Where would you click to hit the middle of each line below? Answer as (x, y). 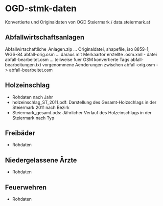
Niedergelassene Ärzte (41, 160)
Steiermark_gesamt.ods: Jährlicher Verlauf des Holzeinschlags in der (82, 112)
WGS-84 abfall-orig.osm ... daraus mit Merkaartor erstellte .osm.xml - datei (81, 54)
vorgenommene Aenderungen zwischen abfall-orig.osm (99, 64)
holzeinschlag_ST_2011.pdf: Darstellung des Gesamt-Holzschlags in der (84, 102)
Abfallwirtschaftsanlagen (45, 37)
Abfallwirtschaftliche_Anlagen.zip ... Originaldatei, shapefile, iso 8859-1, (78, 49)
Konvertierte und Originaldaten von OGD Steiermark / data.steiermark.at (78, 22)
